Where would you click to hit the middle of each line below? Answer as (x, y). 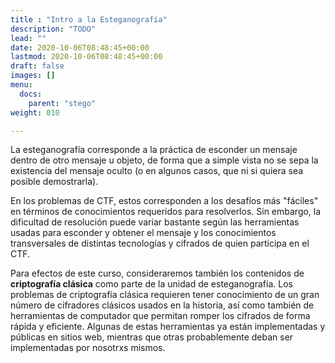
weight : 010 (35, 112)
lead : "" (28, 38)
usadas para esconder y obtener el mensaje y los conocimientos (143, 233)
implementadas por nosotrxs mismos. (88, 348)
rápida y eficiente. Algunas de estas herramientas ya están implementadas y (168, 327)
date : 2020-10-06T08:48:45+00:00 (80, 47)
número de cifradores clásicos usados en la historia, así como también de (162, 305)
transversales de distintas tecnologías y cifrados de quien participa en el (160, 243)
